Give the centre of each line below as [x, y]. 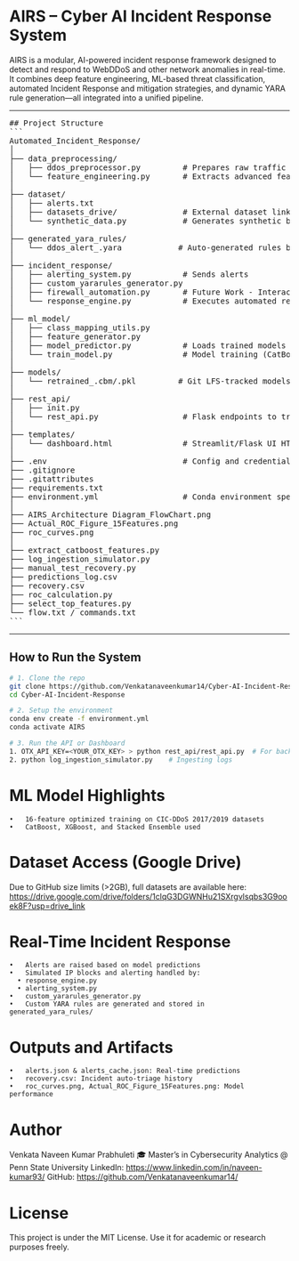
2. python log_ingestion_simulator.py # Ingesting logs [121, 760]
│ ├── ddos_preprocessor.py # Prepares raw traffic [148, 167]
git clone [28, 686]
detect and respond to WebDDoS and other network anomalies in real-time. [148, 69]
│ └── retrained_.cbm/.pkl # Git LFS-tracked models [150, 381]
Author [36, 1130]
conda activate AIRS [48, 727]
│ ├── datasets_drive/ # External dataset [138, 212]
